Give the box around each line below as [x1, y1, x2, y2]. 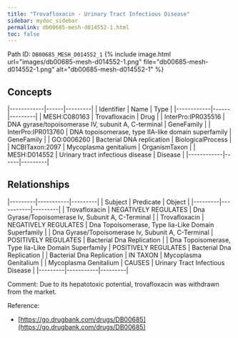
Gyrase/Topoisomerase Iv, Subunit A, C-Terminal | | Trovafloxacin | [7, 212, 204, 222]
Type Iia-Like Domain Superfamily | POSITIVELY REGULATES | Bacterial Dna [7, 243, 232, 252]
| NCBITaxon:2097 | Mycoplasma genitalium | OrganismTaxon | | [7, 143, 196, 151]
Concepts [7, 86, 52, 98]
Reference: [7, 301, 40, 309]
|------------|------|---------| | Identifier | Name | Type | [7, 105, 173, 114]
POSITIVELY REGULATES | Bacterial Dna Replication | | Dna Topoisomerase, [7, 235, 231, 244]
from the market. [7, 287, 57, 296]
